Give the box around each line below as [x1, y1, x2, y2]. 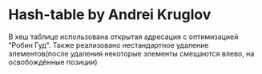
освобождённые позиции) [8, 57, 98, 67]
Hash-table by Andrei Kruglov [8, 6, 212, 24]
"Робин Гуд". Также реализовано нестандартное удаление [8, 40, 209, 49]
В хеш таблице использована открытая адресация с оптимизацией [8, 32, 239, 41]
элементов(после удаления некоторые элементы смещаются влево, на [8, 49, 255, 58]
